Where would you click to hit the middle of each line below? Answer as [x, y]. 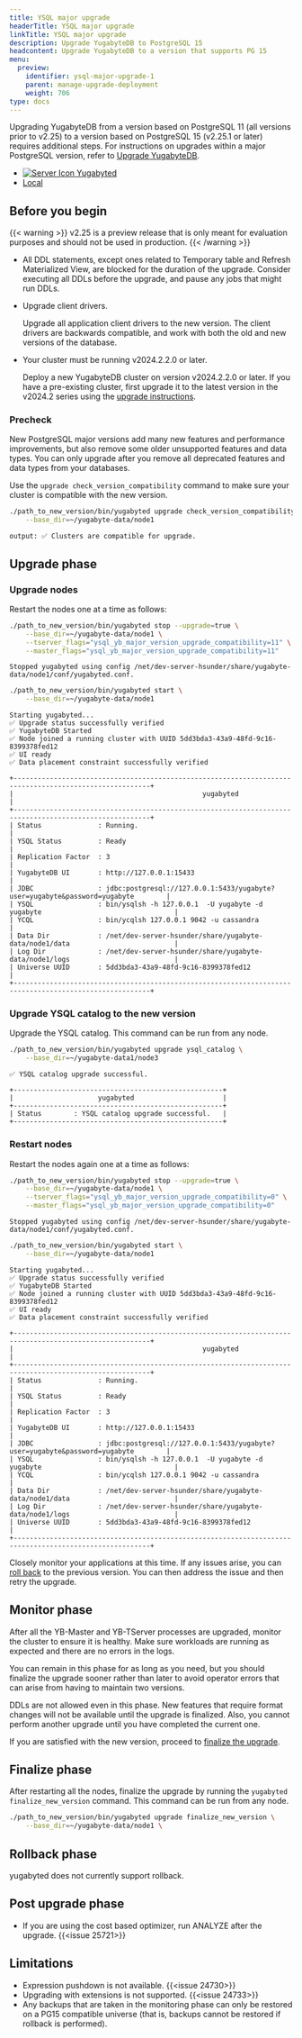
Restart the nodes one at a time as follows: [88, 609]
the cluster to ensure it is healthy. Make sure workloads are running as [139, 1641]
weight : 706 [48, 93]
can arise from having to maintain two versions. [98, 1687]
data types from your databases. [70, 468]
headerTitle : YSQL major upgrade [72, 26]
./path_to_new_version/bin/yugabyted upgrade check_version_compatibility [152, 512]
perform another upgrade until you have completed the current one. [135, 1724]
